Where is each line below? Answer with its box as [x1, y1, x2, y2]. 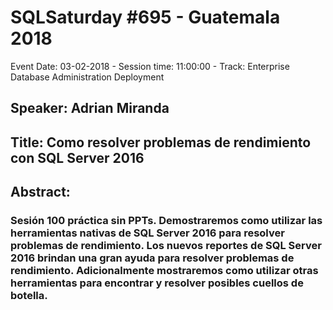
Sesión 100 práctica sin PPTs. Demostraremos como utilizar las [10, 214, 323, 228]
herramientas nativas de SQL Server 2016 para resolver [10, 226, 285, 240]
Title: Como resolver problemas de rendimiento [10, 134, 312, 151]
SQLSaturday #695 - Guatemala [10, 6, 281, 29]
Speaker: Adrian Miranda [10, 100, 170, 117]
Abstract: [10, 184, 71, 201]
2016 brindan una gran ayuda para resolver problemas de [10, 251, 295, 265]
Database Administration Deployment [10, 71, 165, 83]
